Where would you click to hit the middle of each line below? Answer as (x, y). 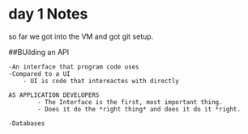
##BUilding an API (39, 52)
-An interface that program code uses (74, 67)
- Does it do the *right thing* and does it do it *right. (139, 109)
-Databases (27, 123)
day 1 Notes (48, 14)
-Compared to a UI (39, 73)
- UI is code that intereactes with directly (101, 81)
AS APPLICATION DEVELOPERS (54, 95)
